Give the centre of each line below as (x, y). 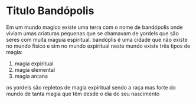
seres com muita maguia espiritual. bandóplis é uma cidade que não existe (97, 39)
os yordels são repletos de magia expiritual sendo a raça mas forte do (91, 87)
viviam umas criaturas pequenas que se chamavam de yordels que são (92, 33)
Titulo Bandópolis (50, 11)
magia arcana (31, 76)
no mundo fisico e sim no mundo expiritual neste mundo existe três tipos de (98, 46)
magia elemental (35, 69)
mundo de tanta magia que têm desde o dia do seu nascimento (83, 94)
